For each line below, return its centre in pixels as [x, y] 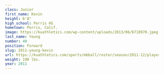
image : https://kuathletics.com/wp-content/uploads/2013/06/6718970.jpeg [82, 32]
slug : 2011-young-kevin [29, 50]
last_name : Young [23, 37]
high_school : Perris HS [29, 23]
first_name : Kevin [24, 14]
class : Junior [20, 9]
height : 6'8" [18, 18]
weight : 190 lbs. [23, 59]
